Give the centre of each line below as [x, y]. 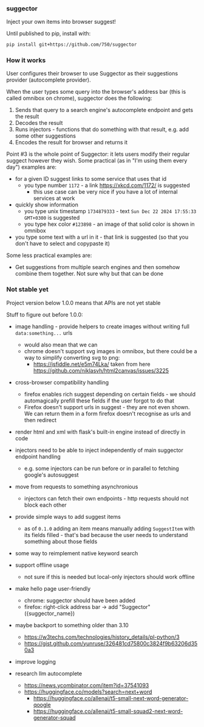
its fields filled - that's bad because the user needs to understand [106, 535]
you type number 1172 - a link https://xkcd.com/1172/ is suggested [107, 185]
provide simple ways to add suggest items [68, 516]
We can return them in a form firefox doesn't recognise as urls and [107, 413]
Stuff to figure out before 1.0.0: [45, 314]
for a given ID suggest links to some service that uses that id [91, 179]
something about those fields [61, 541]
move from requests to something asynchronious [76, 486]
